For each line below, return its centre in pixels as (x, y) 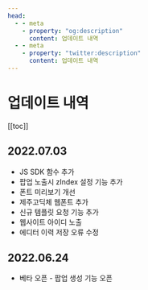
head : (16, 16)
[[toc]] (18, 126)
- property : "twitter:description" (82, 53)
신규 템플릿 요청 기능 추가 (59, 212)
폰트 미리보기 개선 (47, 192)
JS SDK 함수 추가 (47, 172)
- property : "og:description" (73, 31)
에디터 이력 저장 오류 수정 (59, 232)
